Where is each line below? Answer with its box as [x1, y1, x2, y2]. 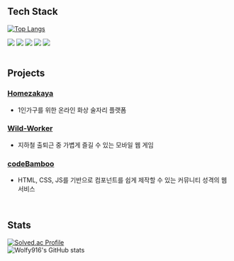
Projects [7, 67, 45, 79]
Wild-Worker [7, 123, 53, 133]
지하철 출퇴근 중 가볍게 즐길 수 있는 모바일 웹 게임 [17, 140, 154, 149]
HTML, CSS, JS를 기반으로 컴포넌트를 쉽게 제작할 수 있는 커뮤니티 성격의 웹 [17, 176, 228, 184]
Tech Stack [7, 6, 58, 18]
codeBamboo [7, 159, 55, 169]
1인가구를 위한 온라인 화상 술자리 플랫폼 [17, 106, 127, 114]
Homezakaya [7, 89, 54, 99]
